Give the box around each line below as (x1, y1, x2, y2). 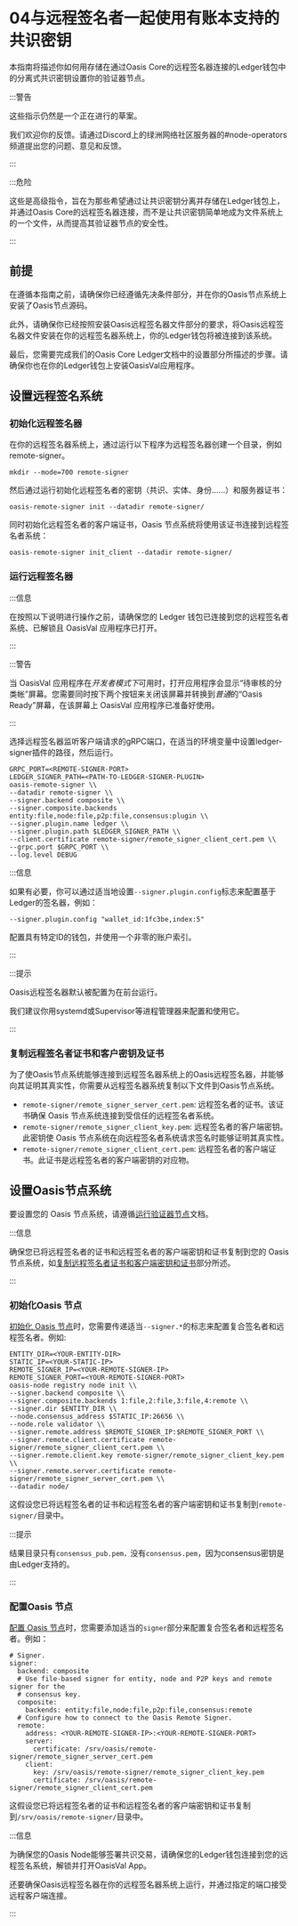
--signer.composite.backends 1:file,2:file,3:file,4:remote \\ (9, 1397, 249, 1406)
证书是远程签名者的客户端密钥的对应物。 (45, 1155, 194, 1165)
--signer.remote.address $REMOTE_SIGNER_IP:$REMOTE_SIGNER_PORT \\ (9, 1428, 265, 1437)
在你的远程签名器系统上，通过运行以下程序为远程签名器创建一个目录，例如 (9, 439, 282, 450)
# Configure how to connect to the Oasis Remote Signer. (17, 1713, 233, 1722)
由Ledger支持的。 (9, 1559, 75, 1570)
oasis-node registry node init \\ (9, 1381, 138, 1390)
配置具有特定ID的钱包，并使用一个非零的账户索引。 (9, 931, 197, 942)
